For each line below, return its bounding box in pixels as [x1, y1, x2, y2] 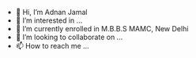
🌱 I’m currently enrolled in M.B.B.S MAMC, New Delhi [15, 24, 189, 33]
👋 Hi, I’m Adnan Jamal [15, 8, 88, 16]
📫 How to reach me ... [15, 42, 89, 50]
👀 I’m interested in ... [15, 16, 83, 25]
